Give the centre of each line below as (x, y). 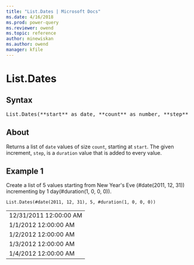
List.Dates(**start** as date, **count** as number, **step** (97, 114)
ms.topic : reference (31, 33)
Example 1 (25, 171)
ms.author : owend (27, 45)
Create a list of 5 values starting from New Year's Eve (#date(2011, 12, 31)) (95, 185)
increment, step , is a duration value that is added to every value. (84, 152)
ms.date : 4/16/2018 (30, 17)
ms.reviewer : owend (30, 28)
